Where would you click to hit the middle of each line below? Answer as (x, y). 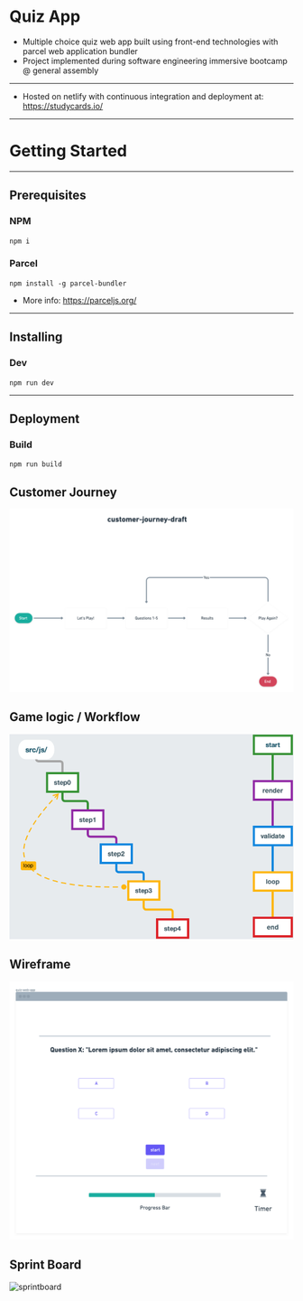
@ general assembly (60, 70)
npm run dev (32, 383)
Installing (36, 337)
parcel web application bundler (80, 51)
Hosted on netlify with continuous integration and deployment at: (143, 96)
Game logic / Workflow (75, 717)
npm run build (36, 464)
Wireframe (40, 964)
